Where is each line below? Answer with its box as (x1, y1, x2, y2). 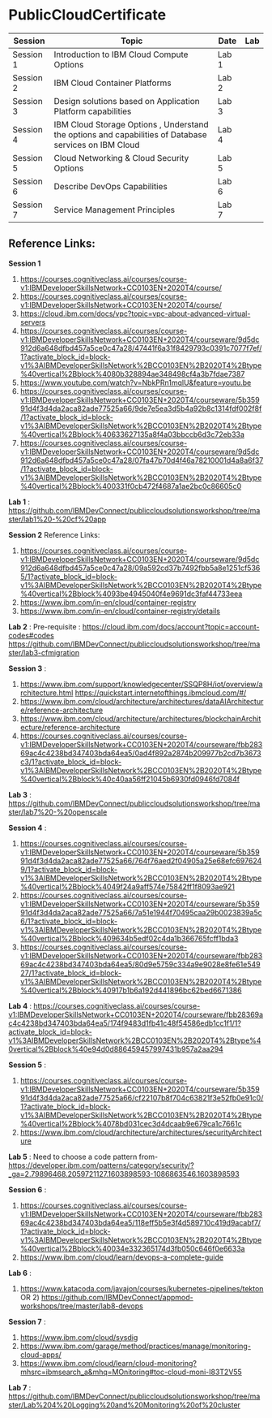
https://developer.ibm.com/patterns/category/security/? (8, 1160, 194, 1170)
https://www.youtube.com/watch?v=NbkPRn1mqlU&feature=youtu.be (19, 378, 252, 387)
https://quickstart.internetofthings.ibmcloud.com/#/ (74, 688, 247, 698)
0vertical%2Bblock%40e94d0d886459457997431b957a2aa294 (8, 1044, 224, 1053)
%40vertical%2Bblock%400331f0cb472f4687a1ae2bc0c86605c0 (19, 481, 241, 491)
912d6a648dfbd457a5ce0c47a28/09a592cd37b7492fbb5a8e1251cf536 (19, 563, 261, 573)
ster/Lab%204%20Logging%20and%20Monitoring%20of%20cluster (8, 1399, 241, 1410)
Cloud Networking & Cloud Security (53, 152, 189, 163)
